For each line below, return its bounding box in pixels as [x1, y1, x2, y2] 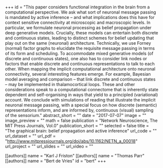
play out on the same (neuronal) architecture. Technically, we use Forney [5, 40, 151, 46]
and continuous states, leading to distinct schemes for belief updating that [5, 35, 154, 41]
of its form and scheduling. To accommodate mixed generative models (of [5, 50, 154, 56]
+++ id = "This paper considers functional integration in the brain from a [5, 4, 150, 10]
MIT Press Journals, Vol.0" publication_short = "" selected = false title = [5, 123, 149, 128]
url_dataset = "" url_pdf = [5, 133, 56, 139]
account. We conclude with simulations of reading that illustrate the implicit [5, 97, 156, 102]
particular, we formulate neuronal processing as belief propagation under [5, 25, 152, 31]
